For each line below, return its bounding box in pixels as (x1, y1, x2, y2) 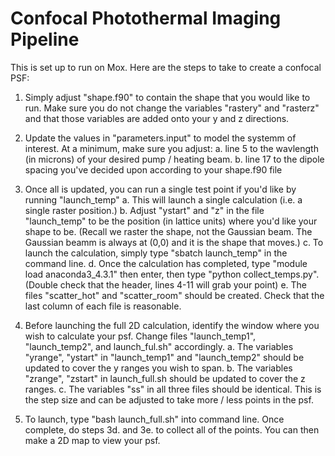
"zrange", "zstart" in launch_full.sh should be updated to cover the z (24, 372, 306, 384)
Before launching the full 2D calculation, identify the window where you (24, 319, 320, 331)
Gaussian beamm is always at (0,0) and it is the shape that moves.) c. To (24, 236, 324, 248)
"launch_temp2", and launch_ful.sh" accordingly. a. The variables (24, 340, 294, 352)
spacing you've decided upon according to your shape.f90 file (24, 163, 283, 176)
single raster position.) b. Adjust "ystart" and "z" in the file (24, 204, 265, 216)
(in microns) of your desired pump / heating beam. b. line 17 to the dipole (24, 153, 325, 165)
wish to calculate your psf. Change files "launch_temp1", (24, 330, 257, 342)
